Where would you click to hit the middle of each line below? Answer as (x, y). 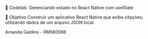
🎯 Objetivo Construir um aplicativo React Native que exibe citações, (74, 17)
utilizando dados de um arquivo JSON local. (50, 22)
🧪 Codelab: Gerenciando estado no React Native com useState (69, 8)
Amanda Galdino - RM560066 (36, 32)
